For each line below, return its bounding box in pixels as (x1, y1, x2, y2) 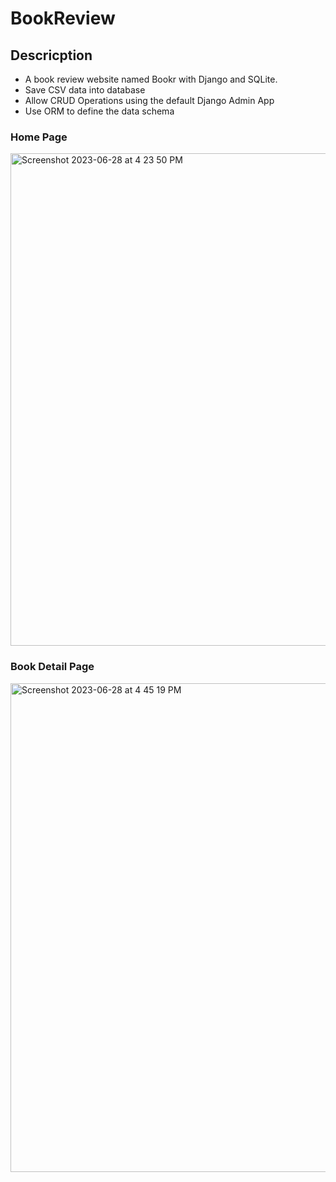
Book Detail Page (10, 660, 95, 674)
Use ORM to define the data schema (24, 105, 175, 117)
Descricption (10, 47, 93, 64)
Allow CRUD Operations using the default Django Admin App (24, 95, 275, 106)
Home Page (10, 130, 68, 144)
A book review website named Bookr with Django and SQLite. (24, 73, 278, 85)
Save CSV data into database (24, 84, 146, 96)
